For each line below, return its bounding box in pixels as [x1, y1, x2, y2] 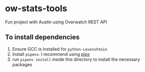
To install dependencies [5, 33, 80, 41]
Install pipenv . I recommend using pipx [12, 51, 90, 57]
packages [12, 61, 33, 67]
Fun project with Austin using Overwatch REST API [5, 19, 107, 25]
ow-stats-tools [5, 3, 68, 14]
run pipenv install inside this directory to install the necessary [12, 56, 141, 62]
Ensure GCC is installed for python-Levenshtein [12, 46, 108, 52]
